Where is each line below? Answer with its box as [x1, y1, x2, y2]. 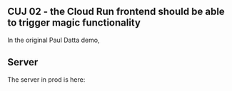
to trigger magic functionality [7, 17, 141, 29]
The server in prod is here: [7, 75, 86, 84]
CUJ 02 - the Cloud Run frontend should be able [7, 6, 225, 18]
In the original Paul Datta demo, [7, 36, 100, 44]
